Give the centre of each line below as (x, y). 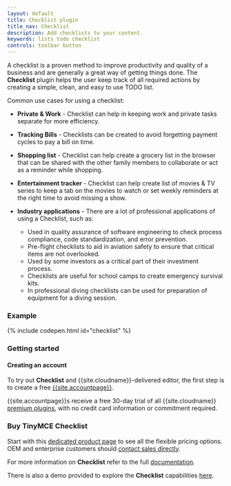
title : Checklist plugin (43, 20)
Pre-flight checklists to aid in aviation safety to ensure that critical (121, 246)
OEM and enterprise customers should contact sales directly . (94, 448)
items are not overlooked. (64, 254)
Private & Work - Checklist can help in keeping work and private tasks (117, 114)
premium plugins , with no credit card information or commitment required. (112, 408)
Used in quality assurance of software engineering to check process (124, 232)
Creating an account (37, 365)
